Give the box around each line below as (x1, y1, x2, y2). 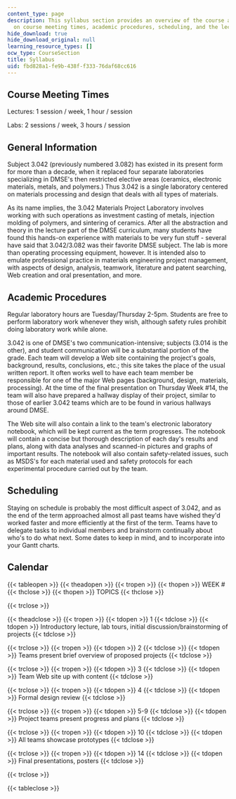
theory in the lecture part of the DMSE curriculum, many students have (7, 226, 212, 234)
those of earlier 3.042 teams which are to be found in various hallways (7, 398, 211, 407)
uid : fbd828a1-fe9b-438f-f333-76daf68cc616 (7, 63, 137, 70)
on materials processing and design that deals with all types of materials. (7, 190, 219, 199)
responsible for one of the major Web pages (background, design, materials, (7, 376, 228, 384)
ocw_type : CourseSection (7, 50, 80, 57)
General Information (7, 141, 98, 153)
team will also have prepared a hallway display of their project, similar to (7, 391, 216, 400)
